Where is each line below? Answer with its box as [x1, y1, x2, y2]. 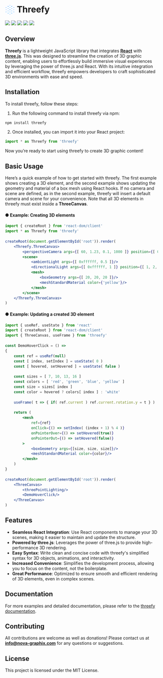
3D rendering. [39, 544, 67, 551]
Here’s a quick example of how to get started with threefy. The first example [5, 175, 157, 181]
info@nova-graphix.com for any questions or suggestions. [5, 640, 124, 646]
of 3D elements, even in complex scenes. [12, 576, 95, 581]
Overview [5, 35, 35, 43]
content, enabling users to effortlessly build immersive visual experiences [5, 58, 152, 64]
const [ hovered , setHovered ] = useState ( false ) [14, 364, 120, 369]
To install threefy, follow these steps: [5, 100, 79, 107]
